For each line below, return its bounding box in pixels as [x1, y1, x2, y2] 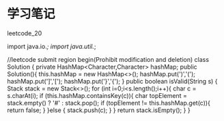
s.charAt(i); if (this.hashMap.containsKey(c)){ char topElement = [7, 91, 188, 99]
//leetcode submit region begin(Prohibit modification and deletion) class [7, 55, 210, 63]
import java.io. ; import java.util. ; [7, 42, 96, 50]
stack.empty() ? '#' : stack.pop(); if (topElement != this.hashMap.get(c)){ [7, 99, 210, 107]
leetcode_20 [7, 29, 42, 37]
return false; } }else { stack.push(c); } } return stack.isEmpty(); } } [7, 106, 191, 114]
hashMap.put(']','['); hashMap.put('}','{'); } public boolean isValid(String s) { [7, 77, 218, 85]
